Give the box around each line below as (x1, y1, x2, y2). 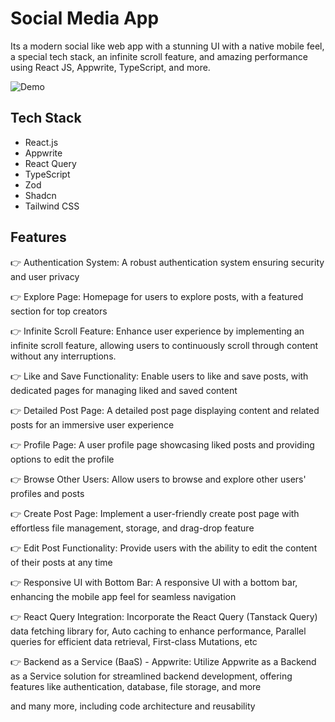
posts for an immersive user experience (10, 418, 175, 431)
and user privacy (10, 270, 80, 282)
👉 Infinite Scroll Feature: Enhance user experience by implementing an (10, 325, 305, 337)
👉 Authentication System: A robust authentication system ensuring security (10, 256, 325, 268)
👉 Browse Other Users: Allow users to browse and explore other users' (10, 473, 307, 485)
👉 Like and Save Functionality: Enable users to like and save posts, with (10, 370, 309, 382)
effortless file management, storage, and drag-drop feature (10, 522, 255, 534)
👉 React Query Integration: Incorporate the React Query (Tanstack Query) (10, 610, 318, 622)
